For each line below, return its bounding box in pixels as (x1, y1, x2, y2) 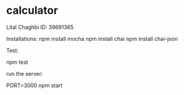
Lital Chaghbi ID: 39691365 (6, 23, 74, 31)
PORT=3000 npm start (6, 82, 63, 89)
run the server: (6, 70, 43, 77)
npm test (6, 58, 28, 66)
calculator (6, 4, 59, 17)
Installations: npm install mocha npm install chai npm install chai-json (6, 35, 178, 42)
